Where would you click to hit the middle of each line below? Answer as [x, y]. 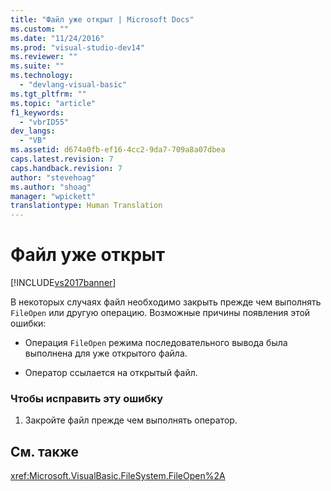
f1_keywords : [37, 112]
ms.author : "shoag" [51, 187]
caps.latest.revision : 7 [62, 159]
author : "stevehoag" [53, 177]
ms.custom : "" [40, 29]
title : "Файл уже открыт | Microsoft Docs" [102, 19]
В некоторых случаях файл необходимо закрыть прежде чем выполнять [166, 302]
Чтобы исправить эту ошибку [86, 398]
